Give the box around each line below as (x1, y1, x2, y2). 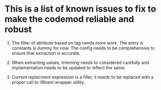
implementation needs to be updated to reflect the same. (11, 64, 126, 71)
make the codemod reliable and (4, 14, 134, 25)
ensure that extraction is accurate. (11, 50, 81, 56)
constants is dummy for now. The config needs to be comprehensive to (11, 45, 155, 51)
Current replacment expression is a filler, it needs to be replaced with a (11, 74, 154, 80)
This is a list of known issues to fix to (4, 3, 156, 15)
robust (4, 24, 32, 35)
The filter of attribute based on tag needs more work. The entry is (11, 40, 143, 45)
